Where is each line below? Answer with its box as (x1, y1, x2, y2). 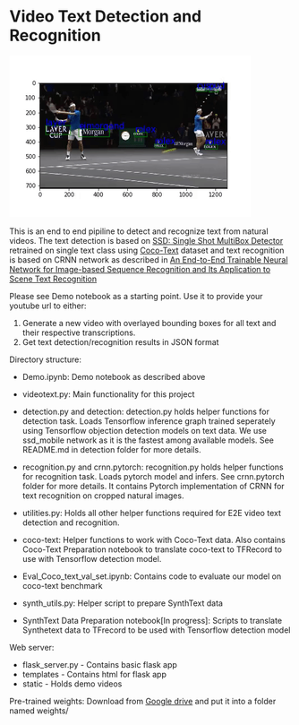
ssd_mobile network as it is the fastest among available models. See (21, 435, 275, 445)
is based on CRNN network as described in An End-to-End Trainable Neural (9, 254, 288, 265)
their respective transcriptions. (21, 327, 136, 338)
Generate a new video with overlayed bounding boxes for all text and (21, 317, 277, 328)
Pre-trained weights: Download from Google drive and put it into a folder (9, 695, 277, 706)
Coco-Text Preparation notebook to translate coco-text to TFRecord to (21, 544, 282, 555)
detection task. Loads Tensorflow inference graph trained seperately (21, 415, 276, 427)
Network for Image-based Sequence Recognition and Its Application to (9, 263, 271, 274)
